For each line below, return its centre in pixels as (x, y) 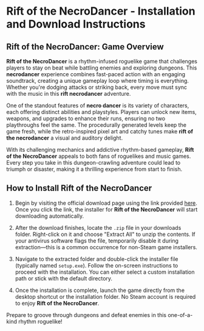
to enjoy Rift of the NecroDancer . (57, 303)
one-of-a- (180, 315)
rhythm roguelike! (40, 321)
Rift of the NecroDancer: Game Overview (85, 47)
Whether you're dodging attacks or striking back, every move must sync (97, 87)
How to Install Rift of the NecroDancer (79, 188)
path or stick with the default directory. (64, 278)
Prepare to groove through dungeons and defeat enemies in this (87, 315)
